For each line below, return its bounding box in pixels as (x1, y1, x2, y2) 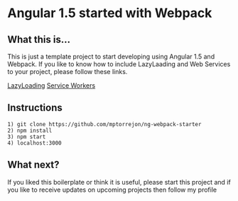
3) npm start (7, 133, 46, 140)
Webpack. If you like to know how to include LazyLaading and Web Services (7, 60, 231, 68)
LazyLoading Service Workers (7, 81, 96, 90)
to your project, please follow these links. (7, 68, 128, 76)
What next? (7, 159, 60, 171)
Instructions (7, 102, 63, 114)
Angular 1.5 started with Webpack (7, 5, 212, 21)
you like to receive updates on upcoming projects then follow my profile (7, 185, 217, 194)
